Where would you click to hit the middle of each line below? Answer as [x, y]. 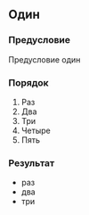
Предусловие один [44, 59]
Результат [32, 162]
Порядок [29, 82]
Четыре [36, 130]
